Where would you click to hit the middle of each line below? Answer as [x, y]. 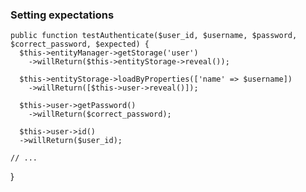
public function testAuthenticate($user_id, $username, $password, [154, 36]
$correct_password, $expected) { [80, 44]
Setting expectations [62, 15]
